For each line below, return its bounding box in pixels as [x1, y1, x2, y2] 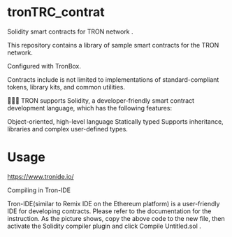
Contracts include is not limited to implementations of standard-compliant [7, 75, 219, 84]
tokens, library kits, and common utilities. [7, 82, 126, 91]
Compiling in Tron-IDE [7, 186, 71, 194]
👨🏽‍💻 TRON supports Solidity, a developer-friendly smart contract [7, 96, 194, 105]
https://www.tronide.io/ [7, 172, 75, 180]
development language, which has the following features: [7, 103, 173, 112]
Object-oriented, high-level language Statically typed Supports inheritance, [7, 117, 224, 126]
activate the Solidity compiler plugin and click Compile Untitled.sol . [7, 222, 201, 230]
